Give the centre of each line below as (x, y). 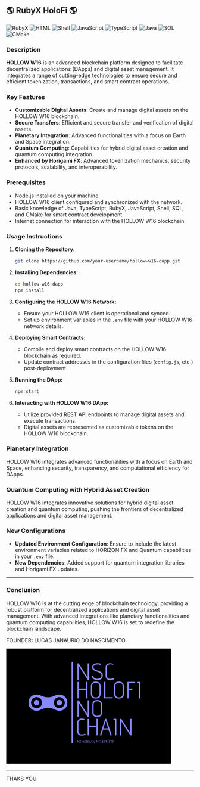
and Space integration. (43, 142)
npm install (29, 290)
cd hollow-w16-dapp (39, 284)
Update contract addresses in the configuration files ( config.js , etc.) (108, 362)
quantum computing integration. (54, 154)
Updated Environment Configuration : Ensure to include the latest (96, 544)
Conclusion (23, 590)
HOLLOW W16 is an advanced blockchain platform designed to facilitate (95, 63)
